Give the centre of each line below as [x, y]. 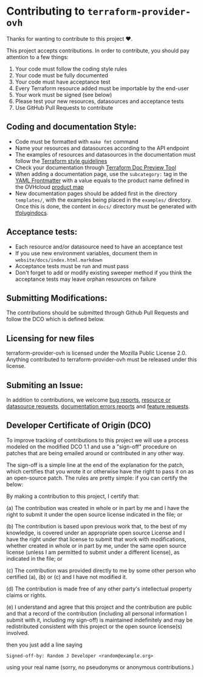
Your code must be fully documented [61, 75]
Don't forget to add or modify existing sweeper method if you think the [103, 272]
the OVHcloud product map [49, 186]
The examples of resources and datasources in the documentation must [105, 154]
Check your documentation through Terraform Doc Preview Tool [95, 167]
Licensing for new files [50, 338]
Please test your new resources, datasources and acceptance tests [99, 101]
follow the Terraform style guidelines [61, 161]
